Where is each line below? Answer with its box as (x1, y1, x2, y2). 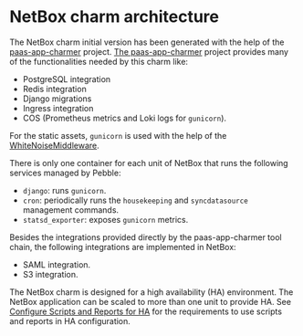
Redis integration (22, 83, 87, 94)
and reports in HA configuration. (9, 315, 131, 326)
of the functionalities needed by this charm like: (9, 56, 189, 67)
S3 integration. (22, 268, 79, 279)
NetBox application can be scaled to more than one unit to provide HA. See (9, 296, 292, 307)
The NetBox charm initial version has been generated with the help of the (9, 37, 285, 47)
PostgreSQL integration (22, 73, 111, 84)
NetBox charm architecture (9, 6, 219, 27)
